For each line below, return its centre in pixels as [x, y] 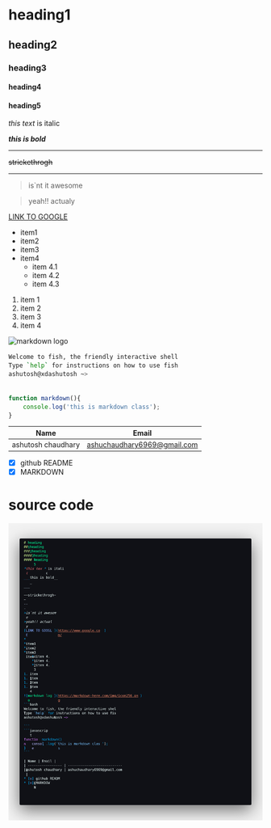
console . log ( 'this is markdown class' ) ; [92, 407]
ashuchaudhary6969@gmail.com [142, 445]
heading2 [33, 45]
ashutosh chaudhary [46, 445]
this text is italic [34, 124]
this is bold [27, 139]
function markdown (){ [45, 398]
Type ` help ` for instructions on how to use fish [94, 365]
